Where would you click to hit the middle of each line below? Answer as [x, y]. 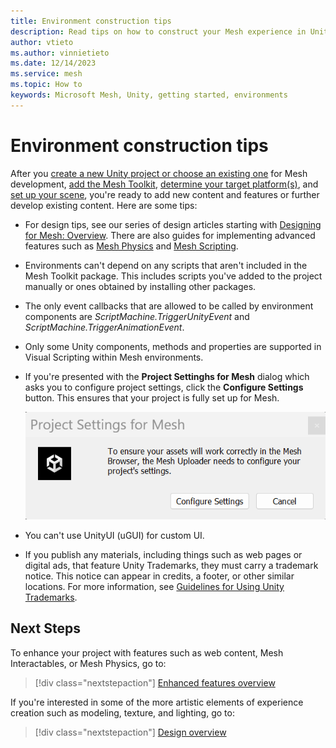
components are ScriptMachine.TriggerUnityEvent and [137, 316]
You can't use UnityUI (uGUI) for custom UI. [114, 535]
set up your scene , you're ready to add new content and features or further [165, 194]
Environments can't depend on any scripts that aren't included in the [166, 265]
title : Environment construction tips [91, 21]
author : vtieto [42, 42]
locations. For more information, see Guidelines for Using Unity [154, 586]
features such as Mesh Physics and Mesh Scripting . [131, 246]
